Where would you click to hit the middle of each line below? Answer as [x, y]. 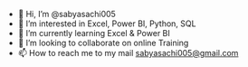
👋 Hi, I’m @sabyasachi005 [67, 14]
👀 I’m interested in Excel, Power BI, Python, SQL [107, 24]
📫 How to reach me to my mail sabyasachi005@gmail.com [128, 53]
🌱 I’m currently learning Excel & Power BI [94, 33]
